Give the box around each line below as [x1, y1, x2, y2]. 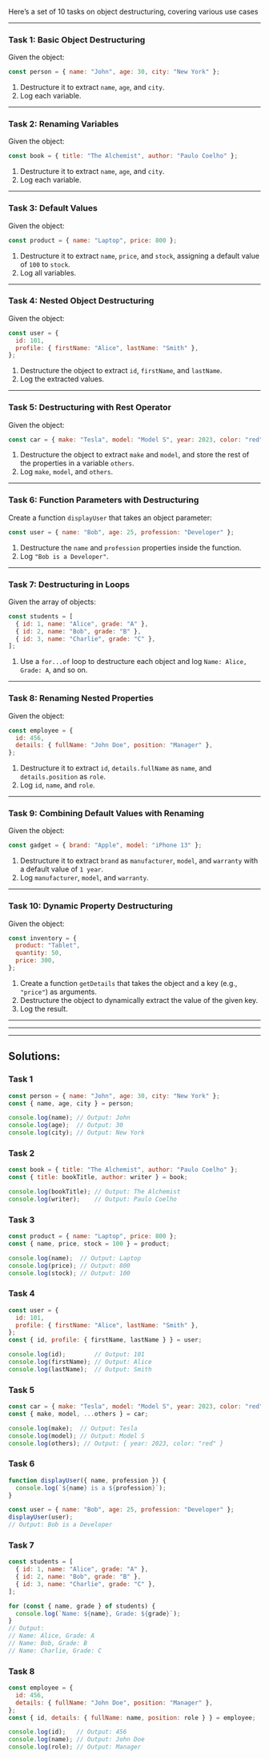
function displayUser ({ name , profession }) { [8, 1476, 167, 1484]
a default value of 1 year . [19, 864, 104, 874]
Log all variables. [19, 268, 77, 277]
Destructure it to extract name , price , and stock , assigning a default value [19, 251, 260, 260]
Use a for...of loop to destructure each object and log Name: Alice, [19, 657, 247, 666]
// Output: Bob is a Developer [8, 1521, 113, 1529]
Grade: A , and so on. [19, 665, 88, 675]
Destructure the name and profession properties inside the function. [19, 542, 242, 552]
